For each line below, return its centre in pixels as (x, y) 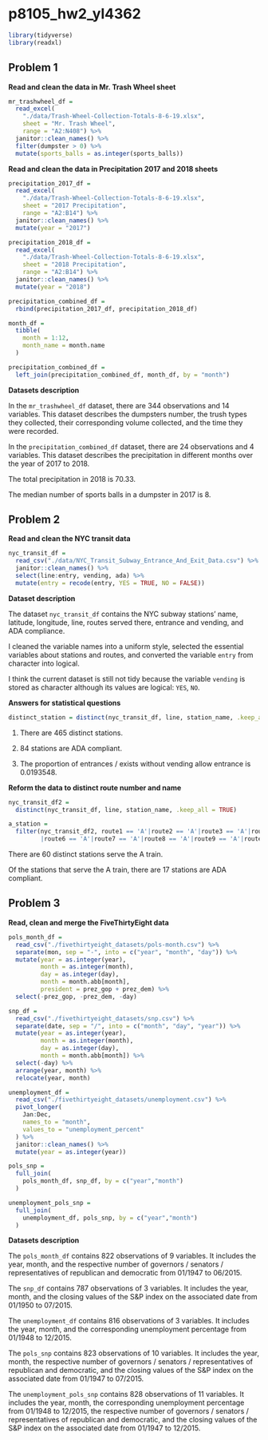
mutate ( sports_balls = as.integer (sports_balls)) (99, 153)
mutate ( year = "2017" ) (53, 228)
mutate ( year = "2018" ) (53, 287)
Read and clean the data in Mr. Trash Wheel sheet (92, 87)
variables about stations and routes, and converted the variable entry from (131, 654)
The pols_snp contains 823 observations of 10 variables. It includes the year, (134, 1353)
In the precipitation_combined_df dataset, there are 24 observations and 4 (131, 446)
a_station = (28, 824)
